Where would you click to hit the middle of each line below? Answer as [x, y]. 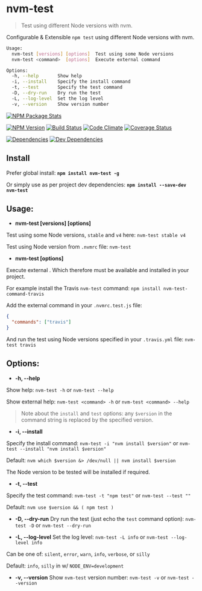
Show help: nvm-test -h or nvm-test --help [60, 390]
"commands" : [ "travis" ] [41, 322]
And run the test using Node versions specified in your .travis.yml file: [95, 339]
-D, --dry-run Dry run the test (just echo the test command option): [99, 518]
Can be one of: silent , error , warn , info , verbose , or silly [78, 554]
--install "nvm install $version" [63, 449]
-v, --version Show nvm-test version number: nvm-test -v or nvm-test [102, 577]
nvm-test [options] [39, 258]
